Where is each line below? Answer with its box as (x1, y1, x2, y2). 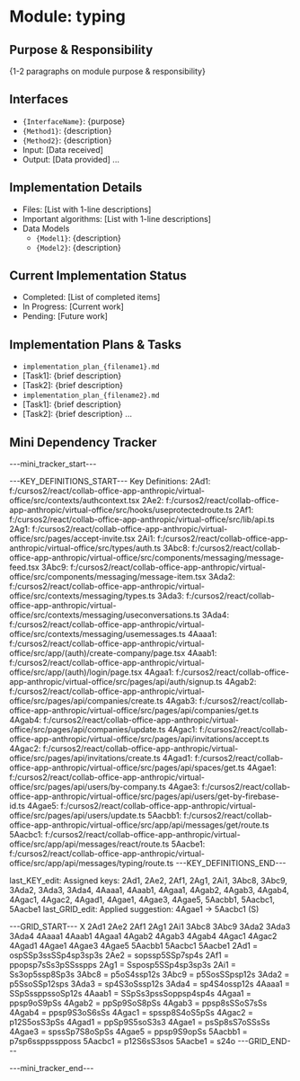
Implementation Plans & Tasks (9, 337, 182, 352)
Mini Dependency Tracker (9, 434, 157, 450)
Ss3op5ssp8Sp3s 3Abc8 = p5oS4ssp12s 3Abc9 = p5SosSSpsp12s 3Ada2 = (9, 969, 290, 980)
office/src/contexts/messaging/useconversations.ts (9, 609, 200, 621)
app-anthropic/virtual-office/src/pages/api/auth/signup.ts (9, 677, 223, 687)
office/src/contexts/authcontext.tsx (9, 495, 140, 506)
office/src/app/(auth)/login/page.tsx (9, 667, 143, 678)
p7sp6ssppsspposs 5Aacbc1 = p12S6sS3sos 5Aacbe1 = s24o (9, 1036, 236, 1047)
